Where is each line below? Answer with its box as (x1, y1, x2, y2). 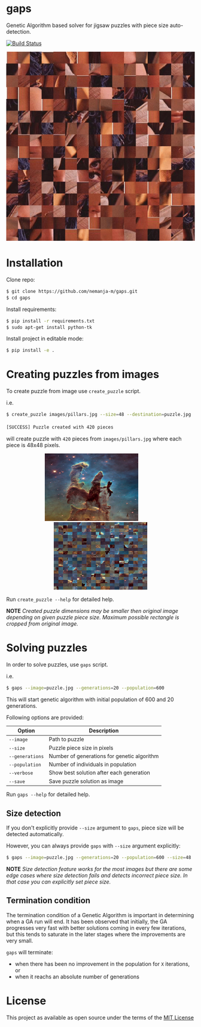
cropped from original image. (6, 620, 79, 627)
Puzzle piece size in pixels (48, 744, 114, 751)
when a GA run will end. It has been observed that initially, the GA (6, 918, 167, 925)
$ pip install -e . (6, 348, 55, 354)
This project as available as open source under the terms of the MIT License (6, 1014, 194, 1021)
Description (89, 727, 119, 734)
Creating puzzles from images (6, 368, 160, 381)
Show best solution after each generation (48, 769, 151, 776)
